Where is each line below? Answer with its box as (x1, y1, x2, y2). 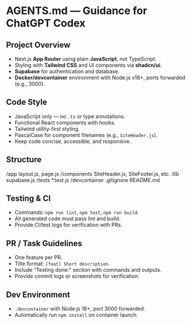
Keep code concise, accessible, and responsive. (14, 138, 131, 145)
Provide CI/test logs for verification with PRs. (14, 221, 123, 228)
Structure (6, 155, 42, 165)
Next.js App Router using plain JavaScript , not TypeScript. (14, 56, 157, 62)
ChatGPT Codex (6, 16, 86, 30)
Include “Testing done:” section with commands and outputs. (14, 267, 162, 274)
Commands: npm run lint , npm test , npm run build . (14, 209, 139, 216)
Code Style (6, 97, 47, 107)
